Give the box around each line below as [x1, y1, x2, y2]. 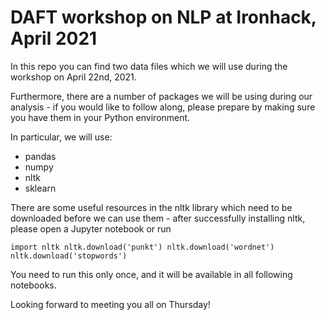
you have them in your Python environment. [10, 111, 191, 123]
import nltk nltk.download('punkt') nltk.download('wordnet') [10, 242, 275, 252]
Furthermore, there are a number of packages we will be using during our [10, 90, 313, 102]
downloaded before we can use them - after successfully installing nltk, [10, 212, 306, 224]
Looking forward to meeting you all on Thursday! [10, 298, 211, 310]
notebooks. [10, 279, 57, 291]
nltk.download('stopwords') [10, 251, 128, 261]
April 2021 [10, 27, 98, 50]
